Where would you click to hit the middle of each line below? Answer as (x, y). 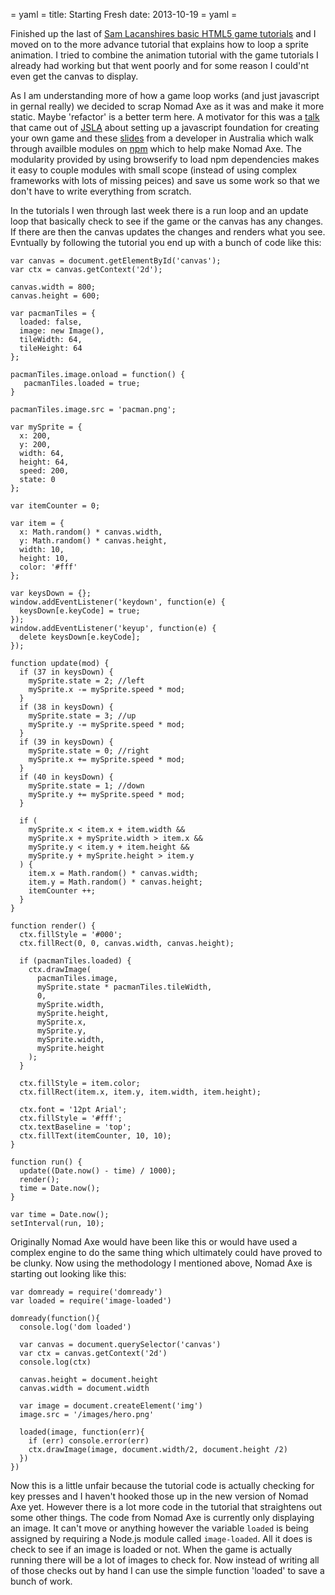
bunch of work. (41, 1581)
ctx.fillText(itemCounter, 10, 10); (95, 1136)
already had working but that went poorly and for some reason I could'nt (160, 65)
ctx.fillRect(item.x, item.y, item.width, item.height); (140, 1092)
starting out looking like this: (68, 1273)
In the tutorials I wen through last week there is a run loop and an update (159, 210)
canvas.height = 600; (55, 296)
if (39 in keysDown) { (66, 742)
